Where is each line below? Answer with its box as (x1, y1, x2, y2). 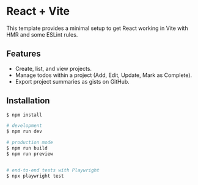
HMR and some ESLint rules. (6, 31, 78, 38)
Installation (6, 96, 50, 106)
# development (6, 123, 43, 129)
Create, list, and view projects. (15, 65, 92, 72)
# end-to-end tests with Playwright (6, 167, 100, 173)
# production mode (6, 139, 53, 146)
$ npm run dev (6, 128, 43, 135)
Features (6, 49, 41, 59)
